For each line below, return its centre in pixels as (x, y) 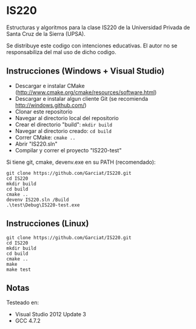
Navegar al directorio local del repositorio (67, 118)
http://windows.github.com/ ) (51, 105)
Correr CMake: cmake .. (45, 137)
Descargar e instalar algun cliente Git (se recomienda (82, 98)
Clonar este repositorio (44, 111)
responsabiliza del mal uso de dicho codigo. (61, 52)
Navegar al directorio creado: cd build (63, 131)
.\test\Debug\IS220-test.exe (43, 205)
